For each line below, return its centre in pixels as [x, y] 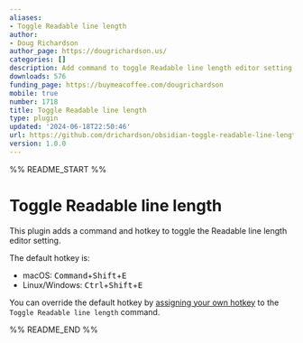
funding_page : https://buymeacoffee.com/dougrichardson [116, 85]
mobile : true [34, 93]
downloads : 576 [38, 77]
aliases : [26, 18]
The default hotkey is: [50, 257]
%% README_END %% [54, 329]
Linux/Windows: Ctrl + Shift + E [83, 284]
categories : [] [38, 60]
